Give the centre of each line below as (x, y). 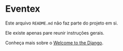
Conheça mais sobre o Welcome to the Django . (54, 43)
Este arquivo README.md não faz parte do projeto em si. (61, 23)
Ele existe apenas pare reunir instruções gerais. (55, 33)
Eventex (23, 9)
